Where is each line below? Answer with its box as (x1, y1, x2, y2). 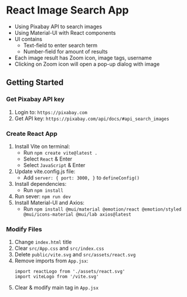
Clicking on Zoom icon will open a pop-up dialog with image (14, 60, 160, 68)
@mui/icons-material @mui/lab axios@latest (23, 211, 132, 218)
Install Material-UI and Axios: (14, 199, 85, 206)
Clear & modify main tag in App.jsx (14, 284, 98, 291)
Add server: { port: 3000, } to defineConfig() (23, 174, 140, 181)
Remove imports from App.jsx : (14, 257, 89, 265)
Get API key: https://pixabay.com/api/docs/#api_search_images (14, 115, 169, 122)
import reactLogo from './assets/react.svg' (14, 269, 125, 275)
